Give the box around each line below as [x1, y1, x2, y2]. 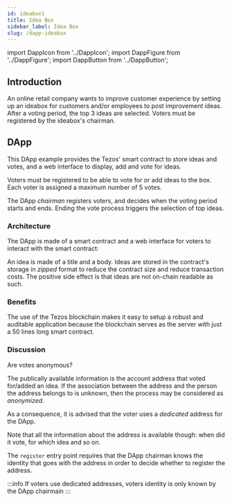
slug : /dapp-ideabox [7, 29, 67, 37]
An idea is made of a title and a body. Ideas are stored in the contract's [7, 258, 209, 266]
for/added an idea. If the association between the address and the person [7, 381, 217, 390]
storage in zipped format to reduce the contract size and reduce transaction [7, 265, 224, 274]
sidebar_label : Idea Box [7, 23, 79, 30]
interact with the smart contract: [7, 244, 99, 253]
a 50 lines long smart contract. [7, 327, 95, 336]
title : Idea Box [7, 17, 54, 24]
